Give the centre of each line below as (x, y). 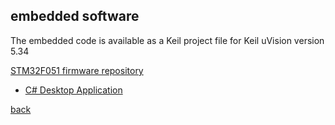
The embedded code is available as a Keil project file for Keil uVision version (167, 40)
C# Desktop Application (73, 90)
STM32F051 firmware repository (77, 70)
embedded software (75, 16)
